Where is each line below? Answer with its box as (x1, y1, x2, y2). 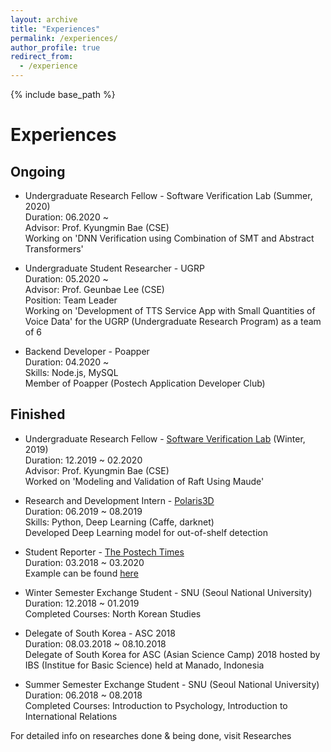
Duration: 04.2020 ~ (24, 356, 110, 368)
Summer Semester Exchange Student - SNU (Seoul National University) (24, 678, 320, 690)
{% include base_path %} (10, 89, 116, 100)
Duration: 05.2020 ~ (24, 273, 109, 285)
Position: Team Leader (24, 294, 118, 306)
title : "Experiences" (10, 24, 101, 34)
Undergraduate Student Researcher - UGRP (24, 262, 205, 274)
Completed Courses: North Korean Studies (24, 607, 202, 620)
